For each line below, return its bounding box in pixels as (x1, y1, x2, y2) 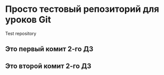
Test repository (5, 30, 36, 36)
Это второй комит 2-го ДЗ (5, 62, 91, 70)
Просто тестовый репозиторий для (5, 3, 159, 15)
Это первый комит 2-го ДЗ (5, 45, 93, 53)
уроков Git (5, 14, 51, 25)
